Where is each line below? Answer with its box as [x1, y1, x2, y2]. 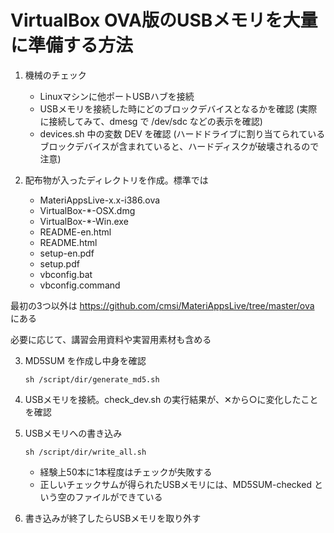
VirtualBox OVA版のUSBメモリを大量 [10, 9, 318, 32]
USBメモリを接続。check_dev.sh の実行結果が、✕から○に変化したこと [24, 393, 319, 405]
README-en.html [39, 226, 112, 238]
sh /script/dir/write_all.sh [24, 447, 147, 457]
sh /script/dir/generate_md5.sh [24, 374, 160, 385]
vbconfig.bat [39, 268, 93, 280]
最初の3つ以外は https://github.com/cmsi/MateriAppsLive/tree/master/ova [10, 299, 315, 311]
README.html [39, 236, 98, 248]
